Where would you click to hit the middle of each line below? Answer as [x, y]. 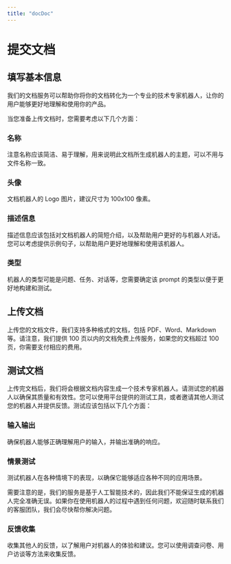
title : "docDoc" [30, 13]
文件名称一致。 [28, 163]
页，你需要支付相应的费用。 [46, 347]
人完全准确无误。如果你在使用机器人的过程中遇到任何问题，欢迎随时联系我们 [115, 501]
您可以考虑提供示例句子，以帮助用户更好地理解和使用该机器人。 [97, 243]
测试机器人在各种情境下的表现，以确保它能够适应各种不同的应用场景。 [107, 478]
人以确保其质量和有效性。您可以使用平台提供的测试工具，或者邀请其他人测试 [115, 397]
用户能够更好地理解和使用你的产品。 [58, 103]
